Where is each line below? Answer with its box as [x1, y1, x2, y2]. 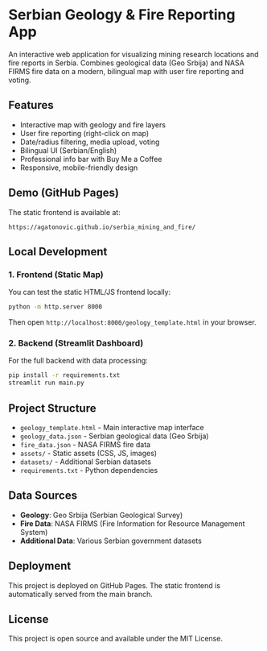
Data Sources [8, 489, 78, 503]
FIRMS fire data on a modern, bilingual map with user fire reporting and [8, 66, 244, 76]
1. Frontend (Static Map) [8, 268, 104, 280]
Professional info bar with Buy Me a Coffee [19, 154, 162, 164]
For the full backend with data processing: [8, 356, 149, 366]
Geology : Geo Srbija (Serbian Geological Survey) [19, 510, 183, 520]
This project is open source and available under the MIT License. [8, 634, 224, 644]
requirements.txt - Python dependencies [19, 465, 158, 475]
